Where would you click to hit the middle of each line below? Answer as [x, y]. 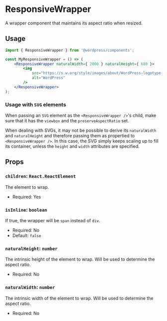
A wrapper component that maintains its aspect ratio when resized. [74, 23]
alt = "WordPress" [48, 78]
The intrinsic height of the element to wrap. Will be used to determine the [80, 259]
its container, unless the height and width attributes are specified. [73, 146]
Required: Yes [27, 197]
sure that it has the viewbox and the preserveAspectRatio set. [67, 120]
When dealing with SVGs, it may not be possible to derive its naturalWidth [81, 130]
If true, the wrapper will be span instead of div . [53, 220]
